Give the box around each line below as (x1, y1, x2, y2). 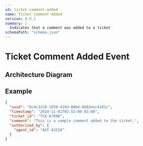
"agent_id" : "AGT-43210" (14, 127, 65, 132)
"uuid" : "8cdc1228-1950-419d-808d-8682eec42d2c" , (9, 105, 113, 110)
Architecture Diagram (5, 71, 72, 79)
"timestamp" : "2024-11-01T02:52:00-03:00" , (9, 109, 99, 114)
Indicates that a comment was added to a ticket (9, 25, 111, 30)
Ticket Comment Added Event (5, 51, 130, 62)
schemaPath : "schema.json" (5, 30, 60, 35)
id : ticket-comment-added (5, 7, 58, 12)
